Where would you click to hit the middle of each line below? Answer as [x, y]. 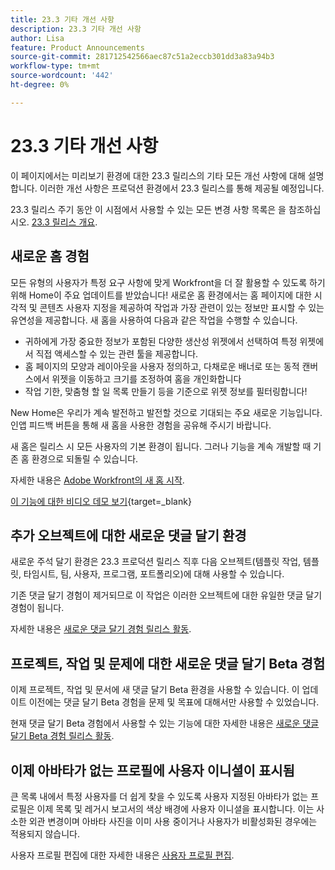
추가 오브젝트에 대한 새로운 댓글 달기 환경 [128, 535]
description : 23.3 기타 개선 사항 [76, 29]
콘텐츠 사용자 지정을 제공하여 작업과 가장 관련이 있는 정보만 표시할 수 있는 [182, 307]
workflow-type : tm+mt [55, 66]
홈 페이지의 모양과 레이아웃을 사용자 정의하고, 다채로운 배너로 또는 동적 [162, 366]
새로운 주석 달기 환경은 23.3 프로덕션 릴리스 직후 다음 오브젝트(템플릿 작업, [156, 562]
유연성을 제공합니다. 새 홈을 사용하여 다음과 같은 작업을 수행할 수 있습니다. [154, 320]
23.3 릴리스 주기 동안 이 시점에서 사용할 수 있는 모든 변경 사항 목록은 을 [148, 209]
